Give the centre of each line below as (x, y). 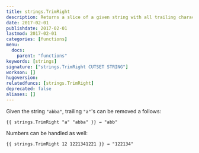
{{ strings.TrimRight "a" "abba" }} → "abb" (62, 122)
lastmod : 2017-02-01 (32, 34)
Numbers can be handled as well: (47, 133)
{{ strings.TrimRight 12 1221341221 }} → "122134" (70, 144)
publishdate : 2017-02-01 (37, 28)
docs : (18, 50)
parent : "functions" (42, 56)
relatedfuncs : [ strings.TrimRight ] (50, 84)
